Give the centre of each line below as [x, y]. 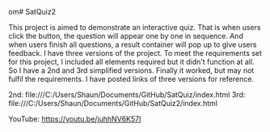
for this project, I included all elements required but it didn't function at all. [131, 62]
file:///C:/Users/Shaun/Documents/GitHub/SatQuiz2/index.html [113, 103]
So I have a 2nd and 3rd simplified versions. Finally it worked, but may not [131, 70]
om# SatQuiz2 [32, 12]
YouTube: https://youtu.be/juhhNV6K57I [75, 119]
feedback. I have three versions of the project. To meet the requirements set [135, 53]
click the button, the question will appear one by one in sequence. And [126, 36]
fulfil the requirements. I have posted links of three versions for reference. [131, 79]
